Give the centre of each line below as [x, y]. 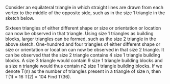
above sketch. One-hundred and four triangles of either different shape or [83, 44]
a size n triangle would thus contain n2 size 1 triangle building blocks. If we [84, 66]
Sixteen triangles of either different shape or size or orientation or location [83, 28]
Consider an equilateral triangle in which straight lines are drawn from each [84, 7]
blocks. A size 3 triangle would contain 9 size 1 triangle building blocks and [84, 60]
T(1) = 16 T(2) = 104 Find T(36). [38, 77]
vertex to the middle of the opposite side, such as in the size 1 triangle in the [85, 13]
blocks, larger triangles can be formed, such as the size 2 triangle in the [81, 39]
